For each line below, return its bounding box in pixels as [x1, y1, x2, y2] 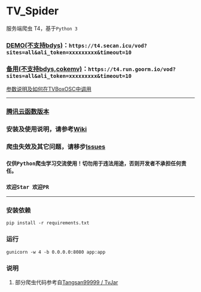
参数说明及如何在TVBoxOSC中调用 [6, 86, 92, 93]
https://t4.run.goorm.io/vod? [87, 66, 176, 72]
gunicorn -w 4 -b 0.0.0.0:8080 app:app [6, 249, 106, 255]
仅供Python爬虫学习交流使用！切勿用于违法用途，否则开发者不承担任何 [6, 160, 181, 167]
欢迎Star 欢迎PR [6, 184, 50, 190]
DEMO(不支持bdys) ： [6, 41, 69, 49]
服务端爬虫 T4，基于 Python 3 [6, 25, 78, 32]
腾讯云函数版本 [6, 108, 50, 116]
